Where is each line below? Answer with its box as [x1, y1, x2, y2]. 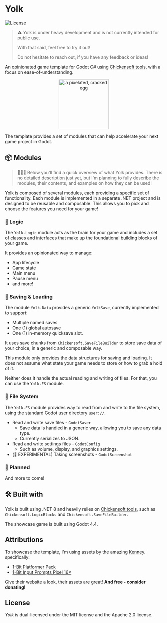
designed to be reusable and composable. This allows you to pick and [5, 200, 149, 206]
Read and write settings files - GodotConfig [12, 441, 100, 447]
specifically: [5, 554, 30, 560]
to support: [5, 310, 28, 316]
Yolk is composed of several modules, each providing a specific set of [5, 190, 150, 196]
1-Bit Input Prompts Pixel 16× [12, 569, 72, 575]
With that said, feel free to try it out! [17, 44, 91, 50]
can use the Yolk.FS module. [5, 381, 64, 387]
